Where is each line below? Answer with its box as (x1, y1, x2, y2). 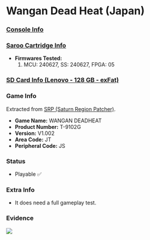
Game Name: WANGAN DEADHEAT (14, 117, 102, 124)
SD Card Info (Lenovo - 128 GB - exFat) (6, 76, 119, 84)
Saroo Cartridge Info (6, 42, 66, 50)
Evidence (6, 214, 34, 222)
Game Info (6, 92, 37, 100)
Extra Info (6, 185, 35, 194)
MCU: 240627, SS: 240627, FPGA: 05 (23, 61, 115, 68)
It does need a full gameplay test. (14, 199, 97, 206)
